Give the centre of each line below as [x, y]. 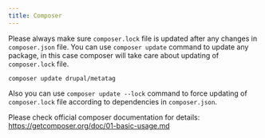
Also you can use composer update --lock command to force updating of [128, 93]
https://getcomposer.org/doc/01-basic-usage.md [89, 125]
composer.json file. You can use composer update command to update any [129, 47]
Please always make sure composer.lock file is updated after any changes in [133, 38]
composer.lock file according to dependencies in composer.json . [113, 101]
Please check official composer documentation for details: [104, 117]
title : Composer [35, 16]
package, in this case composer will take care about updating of [114, 55]
